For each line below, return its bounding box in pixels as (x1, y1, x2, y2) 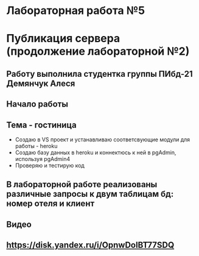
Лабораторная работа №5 (6, 4, 145, 18)
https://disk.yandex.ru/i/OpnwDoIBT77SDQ (6, 240, 175, 251)
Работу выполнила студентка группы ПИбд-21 (6, 68, 193, 79)
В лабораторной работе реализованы (6, 179, 158, 190)
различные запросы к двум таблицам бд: (6, 189, 174, 199)
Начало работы (6, 99, 69, 110)
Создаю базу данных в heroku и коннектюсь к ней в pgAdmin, (15, 149, 176, 156)
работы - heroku (15, 142, 58, 149)
